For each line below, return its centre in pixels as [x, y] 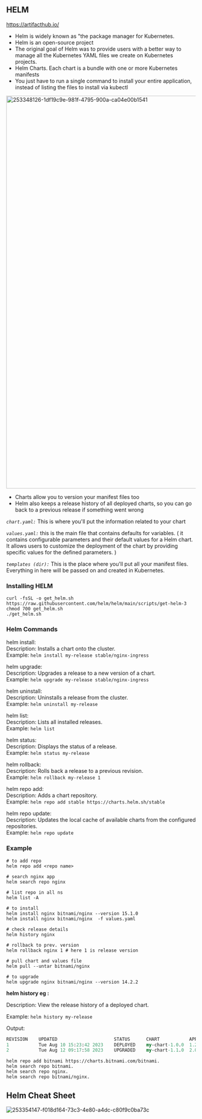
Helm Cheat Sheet [41, 1095]
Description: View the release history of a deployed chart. [78, 1005]
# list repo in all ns [35, 892]
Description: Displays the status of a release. [62, 746]
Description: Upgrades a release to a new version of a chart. [81, 673]
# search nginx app [31, 876]
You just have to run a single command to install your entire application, [103, 81]
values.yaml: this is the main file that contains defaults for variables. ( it [95, 533]
